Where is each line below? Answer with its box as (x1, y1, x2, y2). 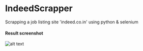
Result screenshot (5, 30, 43, 36)
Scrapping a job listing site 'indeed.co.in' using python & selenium (5, 19, 139, 25)
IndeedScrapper (5, 3, 73, 14)
